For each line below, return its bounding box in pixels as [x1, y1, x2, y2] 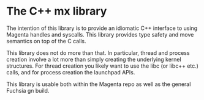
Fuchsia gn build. [6, 87, 50, 94]
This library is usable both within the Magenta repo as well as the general [6, 80, 191, 88]
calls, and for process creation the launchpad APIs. [6, 68, 135, 76]
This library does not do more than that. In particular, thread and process [6, 49, 190, 56]
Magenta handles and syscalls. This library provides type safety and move [6, 30, 194, 38]
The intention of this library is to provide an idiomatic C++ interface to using [6, 24, 198, 32]
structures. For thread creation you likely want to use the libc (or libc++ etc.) [6, 62, 199, 70]
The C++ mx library [6, 4, 107, 18]
